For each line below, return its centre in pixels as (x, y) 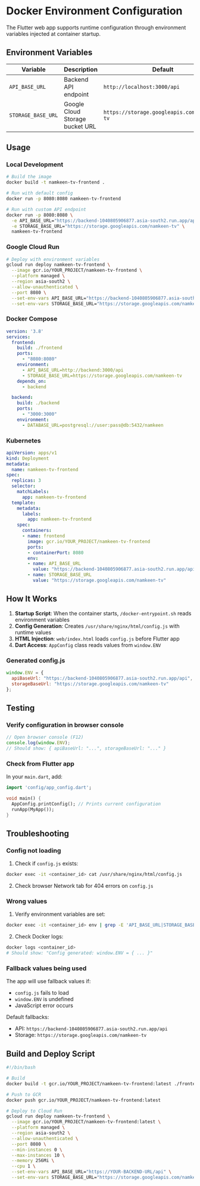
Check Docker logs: (39, 937)
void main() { (24, 798)
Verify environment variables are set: (60, 914)
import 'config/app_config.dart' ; (49, 788)
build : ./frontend (40, 348)
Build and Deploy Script (51, 1054)
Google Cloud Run (33, 247)
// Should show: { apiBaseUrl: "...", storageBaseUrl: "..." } (86, 748)
